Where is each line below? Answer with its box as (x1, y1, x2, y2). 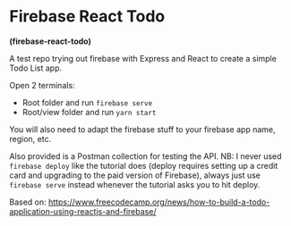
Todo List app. (9, 63, 63, 73)
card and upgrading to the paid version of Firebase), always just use (9, 170, 261, 180)
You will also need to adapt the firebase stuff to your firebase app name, (9, 123, 276, 135)
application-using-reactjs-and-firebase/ (9, 205, 157, 216)
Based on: (9, 197, 47, 207)
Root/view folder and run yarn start (21, 106, 157, 117)
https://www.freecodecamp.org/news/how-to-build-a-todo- (47, 197, 270, 207)
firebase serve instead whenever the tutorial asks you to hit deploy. (9, 179, 261, 189)
